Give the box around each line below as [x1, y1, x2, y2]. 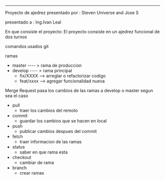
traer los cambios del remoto [19, 107, 78, 113]
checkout [12, 154, 31, 160]
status [12, 144, 25, 150]
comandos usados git [5, 44, 49, 49]
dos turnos [5, 34, 27, 40]
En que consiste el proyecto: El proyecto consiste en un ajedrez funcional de [5, 29, 160, 34]
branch [12, 165, 27, 171]
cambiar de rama [19, 160, 54, 165]
